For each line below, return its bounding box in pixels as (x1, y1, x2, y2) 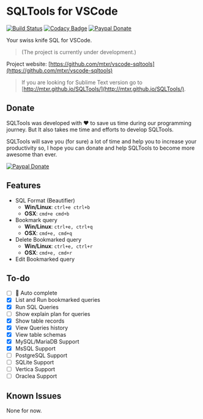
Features (6, 180, 41, 191)
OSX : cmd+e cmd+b (24, 210, 70, 217)
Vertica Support (15, 366, 56, 373)
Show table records (15, 317, 65, 325)
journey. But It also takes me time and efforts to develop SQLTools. (6, 126, 174, 133)
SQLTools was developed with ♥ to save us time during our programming (6, 119, 191, 126)
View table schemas (15, 331, 67, 338)
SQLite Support (15, 359, 54, 366)
